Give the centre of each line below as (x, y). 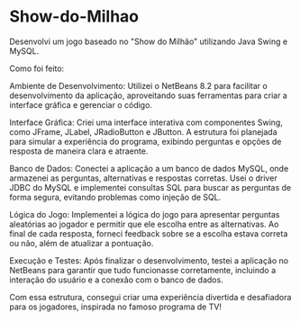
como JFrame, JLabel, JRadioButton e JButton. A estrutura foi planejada (143, 131)
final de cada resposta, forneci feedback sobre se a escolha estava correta (149, 233)
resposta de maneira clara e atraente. (79, 151)
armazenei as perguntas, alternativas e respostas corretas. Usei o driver (143, 178)
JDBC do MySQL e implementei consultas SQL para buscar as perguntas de (150, 187)
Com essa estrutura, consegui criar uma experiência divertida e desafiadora (150, 297)
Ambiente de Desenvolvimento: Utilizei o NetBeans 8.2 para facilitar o (138, 85)
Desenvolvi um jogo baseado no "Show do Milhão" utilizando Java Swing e (149, 41)
